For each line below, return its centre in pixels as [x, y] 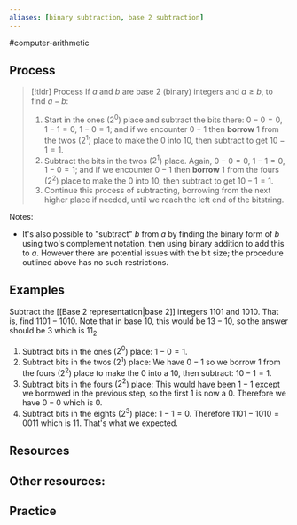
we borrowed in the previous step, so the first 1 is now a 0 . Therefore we [154, 393]
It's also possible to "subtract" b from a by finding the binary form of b [151, 234]
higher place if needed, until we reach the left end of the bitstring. [164, 200]
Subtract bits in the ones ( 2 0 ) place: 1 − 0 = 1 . [105, 350]
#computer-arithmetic [50, 43]
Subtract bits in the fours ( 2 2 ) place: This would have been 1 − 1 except [151, 383]
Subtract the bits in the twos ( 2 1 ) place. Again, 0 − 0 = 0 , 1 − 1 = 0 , [164, 160]
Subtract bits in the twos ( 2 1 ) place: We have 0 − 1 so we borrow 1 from [151, 361]
